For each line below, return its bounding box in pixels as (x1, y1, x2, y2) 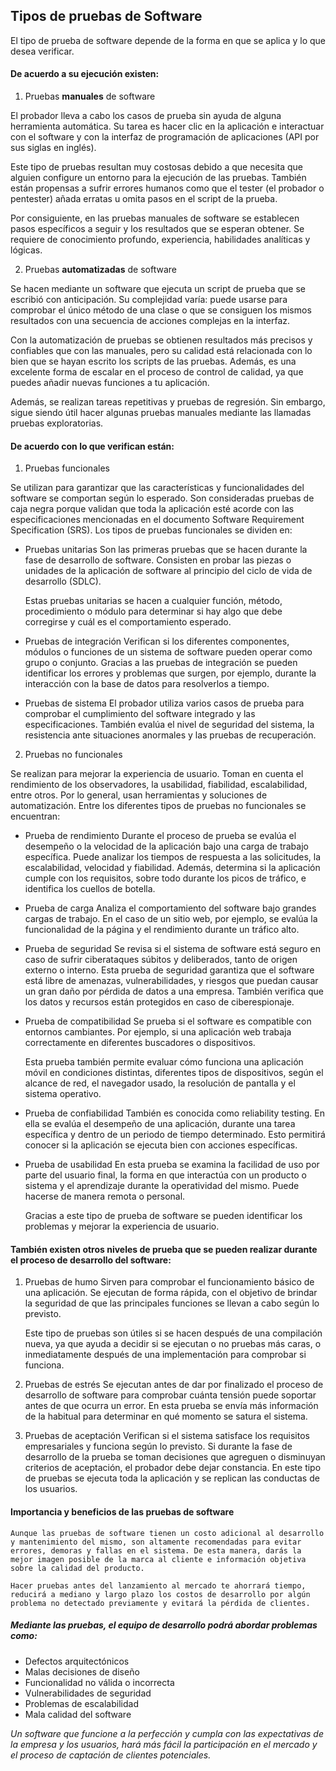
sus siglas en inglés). (10, 142, 97, 154)
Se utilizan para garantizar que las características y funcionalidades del (10, 482, 305, 494)
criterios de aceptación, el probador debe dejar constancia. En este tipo (24, 1462, 322, 1474)
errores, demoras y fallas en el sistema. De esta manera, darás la (10, 1545, 302, 1556)
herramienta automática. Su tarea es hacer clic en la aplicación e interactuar (10, 120, 325, 133)
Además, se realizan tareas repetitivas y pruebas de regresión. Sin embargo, (10, 396, 326, 408)
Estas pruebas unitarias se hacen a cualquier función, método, (24, 595, 283, 607)
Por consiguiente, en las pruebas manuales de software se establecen (10, 212, 300, 224)
